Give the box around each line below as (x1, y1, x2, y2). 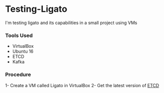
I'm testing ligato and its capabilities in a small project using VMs (5, 20, 138, 26)
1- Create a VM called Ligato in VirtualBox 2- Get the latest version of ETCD (5, 82, 160, 88)
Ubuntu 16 (12, 48, 34, 55)
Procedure (5, 71, 31, 78)
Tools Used (5, 32, 33, 39)
